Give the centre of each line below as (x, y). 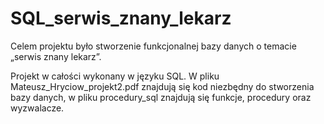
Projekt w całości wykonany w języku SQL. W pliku (115, 76)
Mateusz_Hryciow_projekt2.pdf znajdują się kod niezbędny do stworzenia (162, 86)
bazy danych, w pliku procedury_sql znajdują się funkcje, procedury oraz (161, 97)
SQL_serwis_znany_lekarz (121, 18)
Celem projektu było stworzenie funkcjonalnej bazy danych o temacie (153, 46)
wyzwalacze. (37, 108)
